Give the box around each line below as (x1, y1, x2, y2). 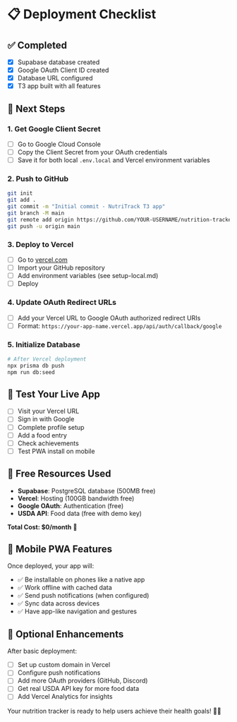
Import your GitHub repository (17, 263, 106, 272)
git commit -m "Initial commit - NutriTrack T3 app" (7, 203, 166, 210)
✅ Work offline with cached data (17, 584, 113, 592)
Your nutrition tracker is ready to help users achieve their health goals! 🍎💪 (7, 706, 221, 715)
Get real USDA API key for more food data (17, 685, 140, 693)
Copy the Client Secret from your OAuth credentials (17, 148, 168, 156)
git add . (7, 196, 37, 204)
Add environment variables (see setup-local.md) (17, 272, 159, 280)
